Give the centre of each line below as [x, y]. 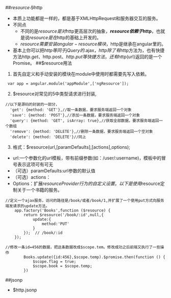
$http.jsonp [25, 290]
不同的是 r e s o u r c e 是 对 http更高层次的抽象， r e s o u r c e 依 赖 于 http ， [88, 31]
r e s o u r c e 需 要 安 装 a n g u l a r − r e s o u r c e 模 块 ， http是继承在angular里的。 [93, 44]
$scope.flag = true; [54, 262]
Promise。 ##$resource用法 [42, 63]
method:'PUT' [56, 224]
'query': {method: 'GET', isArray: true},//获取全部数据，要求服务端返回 [84, 121]
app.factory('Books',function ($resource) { [63, 211]
